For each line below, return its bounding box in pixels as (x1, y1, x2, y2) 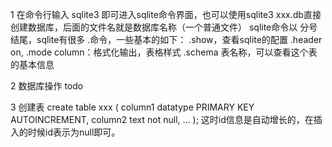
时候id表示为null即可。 (27, 126, 121, 138)
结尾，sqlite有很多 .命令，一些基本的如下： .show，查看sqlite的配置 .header (10, 34, 323, 45)
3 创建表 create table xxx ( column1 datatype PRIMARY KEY (10, 101, 255, 113)
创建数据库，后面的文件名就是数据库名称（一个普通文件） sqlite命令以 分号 (10, 21, 318, 33)
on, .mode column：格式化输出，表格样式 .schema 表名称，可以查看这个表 (10, 46, 318, 58)
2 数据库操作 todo (10, 80, 84, 92)
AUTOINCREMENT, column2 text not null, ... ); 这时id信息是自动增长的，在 (10, 114, 314, 125)
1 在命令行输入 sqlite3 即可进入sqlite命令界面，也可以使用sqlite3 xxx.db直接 (10, 9, 322, 20)
